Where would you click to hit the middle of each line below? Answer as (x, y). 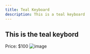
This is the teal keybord (42, 34)
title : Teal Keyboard (27, 10)
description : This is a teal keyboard (45, 14)
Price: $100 (17, 46)
